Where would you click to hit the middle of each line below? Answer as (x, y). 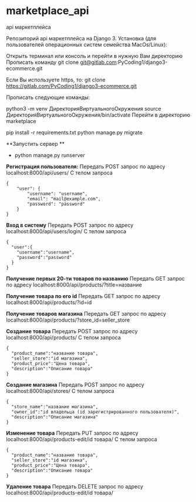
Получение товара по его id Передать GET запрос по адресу (83, 296)
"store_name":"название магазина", (55, 407)
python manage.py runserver (50, 155)
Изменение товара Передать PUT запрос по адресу (72, 433)
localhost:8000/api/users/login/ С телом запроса (66, 231)
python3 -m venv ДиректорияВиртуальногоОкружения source (84, 108)
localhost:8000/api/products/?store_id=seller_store (68, 320)
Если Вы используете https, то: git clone (56, 80)
